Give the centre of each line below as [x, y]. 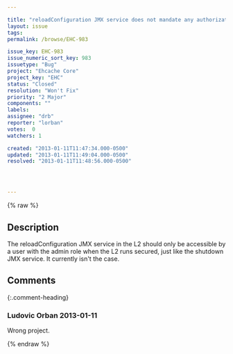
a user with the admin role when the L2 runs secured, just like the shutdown [115, 251]
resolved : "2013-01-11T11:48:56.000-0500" [69, 161]
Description [33, 227]
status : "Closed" [32, 84]
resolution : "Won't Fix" [43, 90]
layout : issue [28, 26]
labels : [18, 110]
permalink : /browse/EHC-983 [48, 39]
